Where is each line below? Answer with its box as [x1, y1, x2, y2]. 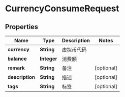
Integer [39, 55, 58, 62]
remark [7, 65, 25, 71]
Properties [5, 23, 38, 31]
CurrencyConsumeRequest [5, 3, 120, 14]
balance [7, 55, 27, 62]
